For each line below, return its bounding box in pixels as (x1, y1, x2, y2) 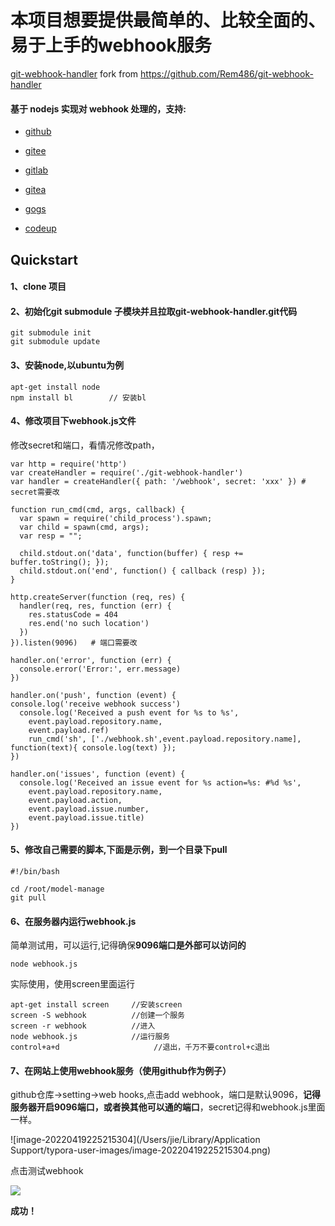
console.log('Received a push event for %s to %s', (19, 707, 240, 718)
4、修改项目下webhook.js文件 (10, 415, 137, 427)
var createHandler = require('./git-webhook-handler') (10, 467, 244, 478)
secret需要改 (10, 487, 60, 497)
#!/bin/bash (10, 866, 60, 876)
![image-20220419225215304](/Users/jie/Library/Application (10, 1134, 261, 1146)
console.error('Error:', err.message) (19, 664, 182, 674)
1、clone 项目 (10, 281, 67, 293)
